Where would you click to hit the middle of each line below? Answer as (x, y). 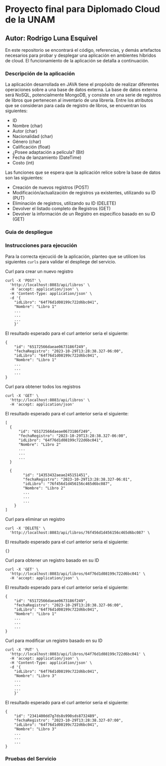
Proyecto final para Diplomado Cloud (83, 9)
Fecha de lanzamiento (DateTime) (47, 157)
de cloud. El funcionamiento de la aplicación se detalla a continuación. (77, 61)
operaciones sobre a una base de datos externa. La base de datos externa (81, 90)
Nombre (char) (28, 126)
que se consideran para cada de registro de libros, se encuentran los (76, 106)
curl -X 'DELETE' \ (25, 528)
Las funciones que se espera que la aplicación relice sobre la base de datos (83, 172)
